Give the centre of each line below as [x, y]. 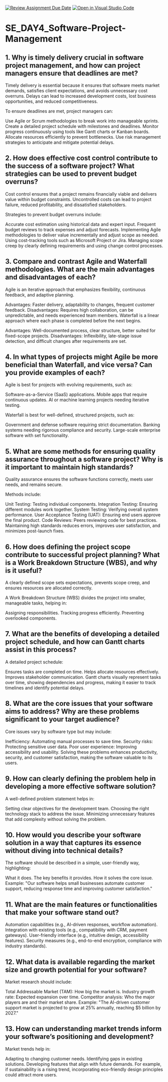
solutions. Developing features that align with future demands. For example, [83, 1064]
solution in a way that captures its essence [73, 843]
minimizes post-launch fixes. [35, 531]
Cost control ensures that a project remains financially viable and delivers [81, 194]
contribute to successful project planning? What [82, 555]
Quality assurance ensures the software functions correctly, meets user [79, 479]
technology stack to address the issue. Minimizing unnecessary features [80, 814]
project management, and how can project [73, 65]
